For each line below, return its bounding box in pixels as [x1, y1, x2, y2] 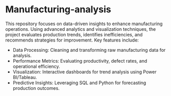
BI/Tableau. [12, 74, 37, 80]
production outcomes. [12, 85, 60, 91]
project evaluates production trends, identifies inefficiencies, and [5, 31, 143, 37]
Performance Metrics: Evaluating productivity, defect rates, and [12, 57, 147, 64]
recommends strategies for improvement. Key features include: [5, 37, 139, 43]
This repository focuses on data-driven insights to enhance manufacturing [5, 21, 163, 27]
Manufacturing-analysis [5, 4, 111, 15]
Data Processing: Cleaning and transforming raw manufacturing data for [12, 47, 166, 53]
